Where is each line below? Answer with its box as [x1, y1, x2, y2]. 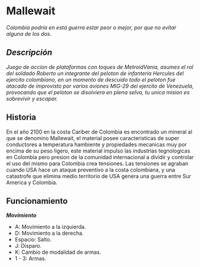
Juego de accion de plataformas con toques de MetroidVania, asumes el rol [6, 63, 193, 70]
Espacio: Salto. [14, 236, 52, 243]
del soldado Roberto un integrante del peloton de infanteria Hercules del [6, 70, 184, 77]
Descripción [6, 48, 52, 58]
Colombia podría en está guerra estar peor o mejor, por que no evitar [6, 24, 177, 31]
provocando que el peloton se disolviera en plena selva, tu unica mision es [6, 88, 190, 96]
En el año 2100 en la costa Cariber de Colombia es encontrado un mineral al [6, 128, 192, 135]
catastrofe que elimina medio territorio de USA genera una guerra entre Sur [6, 172, 192, 179]
